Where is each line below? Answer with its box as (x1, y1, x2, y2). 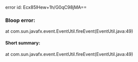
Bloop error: (5, 17, 35, 24)
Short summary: (5, 40, 40, 46)
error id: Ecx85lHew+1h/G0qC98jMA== (5, 5, 87, 10)
